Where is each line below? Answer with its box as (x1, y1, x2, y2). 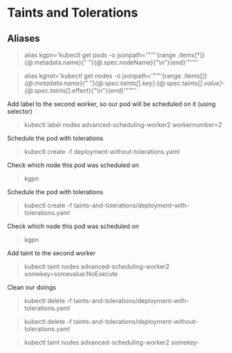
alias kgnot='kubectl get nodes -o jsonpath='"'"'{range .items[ (24, 71, 203, 80)
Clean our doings (7, 283, 57, 291)
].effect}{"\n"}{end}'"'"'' (68, 87, 137, 94)
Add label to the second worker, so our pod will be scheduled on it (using (7, 100, 216, 108)
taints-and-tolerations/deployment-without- (73, 318, 199, 325)
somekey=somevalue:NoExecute (24, 270, 118, 278)
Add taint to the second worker (7, 249, 96, 257)
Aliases (7, 33, 40, 44)
